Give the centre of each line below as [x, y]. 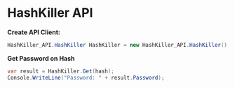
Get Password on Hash [41, 58]
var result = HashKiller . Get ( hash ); [61, 71]
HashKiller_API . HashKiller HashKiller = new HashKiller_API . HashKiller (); [119, 45]
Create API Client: [34, 32]
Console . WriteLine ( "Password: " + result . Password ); [86, 78]
